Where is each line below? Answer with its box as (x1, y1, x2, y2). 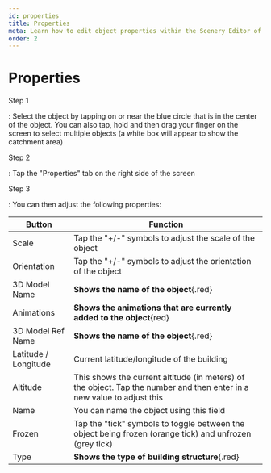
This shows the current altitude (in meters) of (73, 372, 245, 383)
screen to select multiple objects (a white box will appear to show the (8, 128, 239, 138)
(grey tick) (73, 438, 113, 450)
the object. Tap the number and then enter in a (73, 382, 249, 393)
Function (148, 219, 184, 230)
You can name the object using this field (73, 405, 226, 416)
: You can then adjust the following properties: (8, 199, 161, 210)
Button (25, 219, 52, 230)
